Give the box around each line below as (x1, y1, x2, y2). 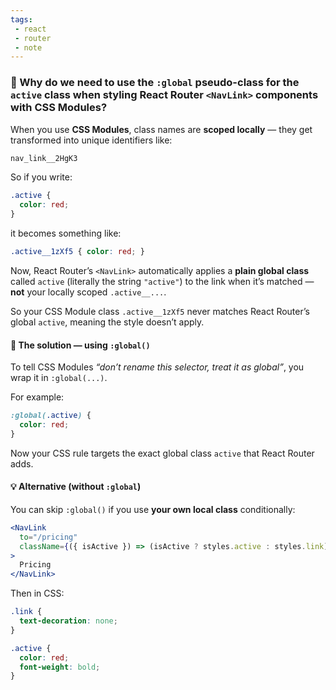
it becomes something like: (10, 227, 122, 240)
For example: (10, 391, 65, 403)
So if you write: (10, 171, 73, 183)
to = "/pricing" (19, 532, 78, 542)
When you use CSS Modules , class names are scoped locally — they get (10, 123, 313, 135)
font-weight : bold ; (19, 662, 101, 672)
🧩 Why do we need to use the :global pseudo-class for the (10, 76, 300, 90)
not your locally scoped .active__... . (10, 286, 167, 298)
